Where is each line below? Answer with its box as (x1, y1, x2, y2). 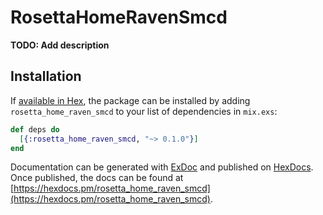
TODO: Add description (10, 39, 110, 51)
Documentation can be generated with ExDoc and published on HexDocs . (10, 161, 314, 173)
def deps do (10, 124, 60, 135)
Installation (10, 68, 82, 85)
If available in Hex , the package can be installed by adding (10, 94, 251, 106)
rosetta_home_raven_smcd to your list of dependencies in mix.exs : (10, 105, 278, 117)
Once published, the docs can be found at (10, 172, 184, 184)
